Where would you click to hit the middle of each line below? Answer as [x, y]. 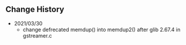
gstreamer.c [37, 35]
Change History [35, 10]
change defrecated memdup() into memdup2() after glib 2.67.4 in [102, 29]
